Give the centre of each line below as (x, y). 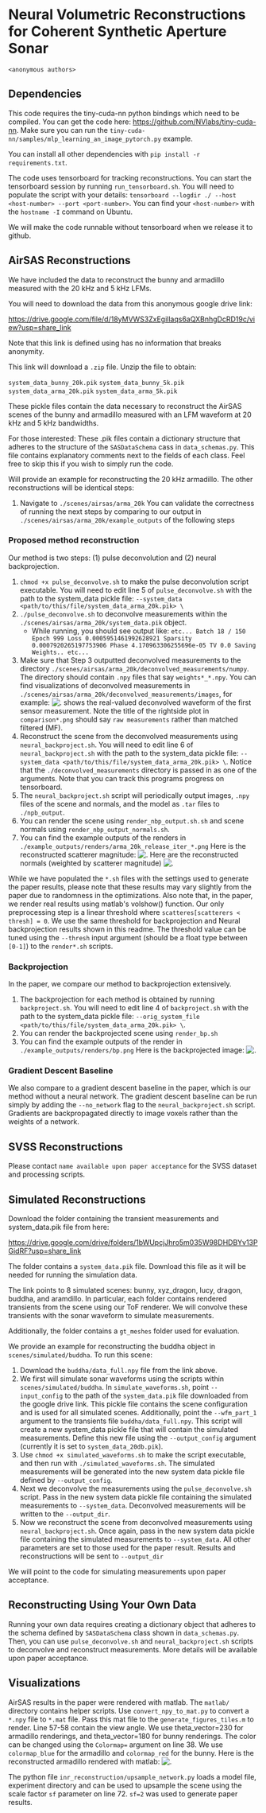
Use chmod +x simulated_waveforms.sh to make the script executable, (133, 1455)
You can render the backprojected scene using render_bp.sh (119, 1033)
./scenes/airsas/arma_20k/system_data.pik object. (103, 622)
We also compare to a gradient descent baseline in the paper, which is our (130, 1088)
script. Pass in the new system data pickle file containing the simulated (136, 1497)
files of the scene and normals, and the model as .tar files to (120, 803)
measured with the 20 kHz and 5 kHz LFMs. (80, 288)
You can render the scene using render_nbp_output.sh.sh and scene (132, 820)
